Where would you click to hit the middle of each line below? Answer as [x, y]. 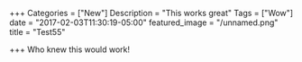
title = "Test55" [37, 32]
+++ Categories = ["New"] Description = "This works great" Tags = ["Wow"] [151, 13]
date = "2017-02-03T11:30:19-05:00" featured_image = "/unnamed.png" [144, 22]
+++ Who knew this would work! [70, 49]
